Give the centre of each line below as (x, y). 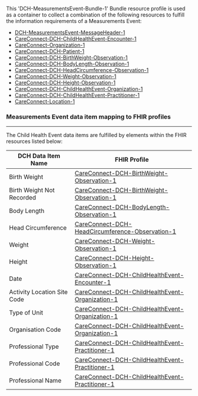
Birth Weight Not (32, 190)
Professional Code (34, 364)
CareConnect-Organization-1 (50, 45)
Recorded (23, 198)
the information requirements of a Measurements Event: (74, 21)
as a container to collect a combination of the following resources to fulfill (95, 15)
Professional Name (35, 381)
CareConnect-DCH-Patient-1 (49, 51)
